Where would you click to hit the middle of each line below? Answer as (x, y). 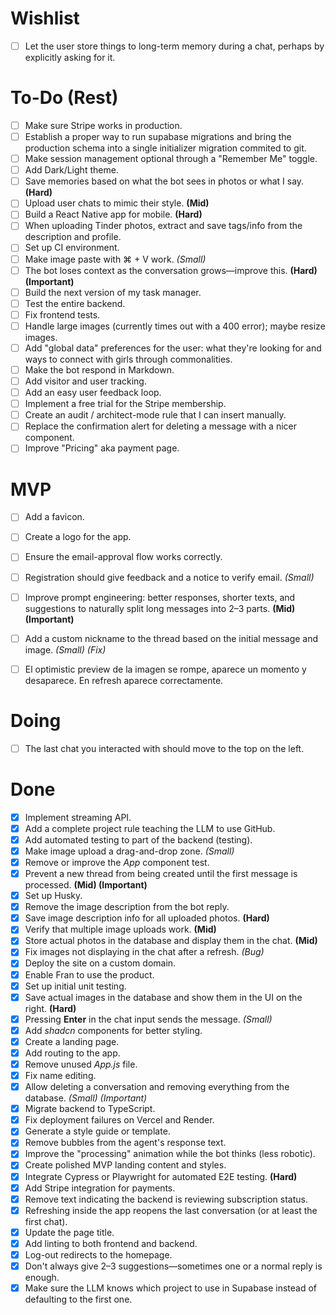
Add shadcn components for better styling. (113, 1030)
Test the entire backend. (75, 303)
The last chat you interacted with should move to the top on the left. (164, 748)
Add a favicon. (54, 517)
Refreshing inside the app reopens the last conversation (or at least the (171, 1210)
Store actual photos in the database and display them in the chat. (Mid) (171, 941)
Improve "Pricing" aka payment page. (102, 448)
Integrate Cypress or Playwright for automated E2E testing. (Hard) (161, 1176)
